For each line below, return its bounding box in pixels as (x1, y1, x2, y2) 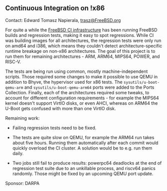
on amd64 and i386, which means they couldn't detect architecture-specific (5, 42, 162, 49)
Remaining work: (5, 115, 40, 121)
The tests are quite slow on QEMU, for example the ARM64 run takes (12, 134, 154, 140)
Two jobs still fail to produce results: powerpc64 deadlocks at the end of (12, 160, 162, 166)
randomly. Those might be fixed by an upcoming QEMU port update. (12, 171, 153, 177)
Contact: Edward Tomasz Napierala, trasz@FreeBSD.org (5, 17, 121, 23)
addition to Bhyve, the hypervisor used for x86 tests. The (5, 79, 122, 85)
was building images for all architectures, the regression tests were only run (5, 37, 161, 43)
